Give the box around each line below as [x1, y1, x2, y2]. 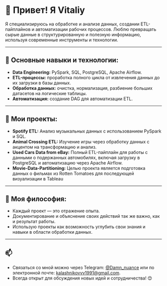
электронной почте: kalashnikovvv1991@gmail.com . [12, 270, 121, 276]
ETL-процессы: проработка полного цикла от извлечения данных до [12, 74, 160, 80]
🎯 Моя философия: [5, 194, 67, 203]
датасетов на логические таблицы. [12, 90, 87, 96]
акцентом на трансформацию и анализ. [12, 144, 97, 150]
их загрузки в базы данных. [12, 80, 71, 86]
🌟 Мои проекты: [5, 115, 58, 124]
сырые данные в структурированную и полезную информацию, [5, 31, 141, 37]
